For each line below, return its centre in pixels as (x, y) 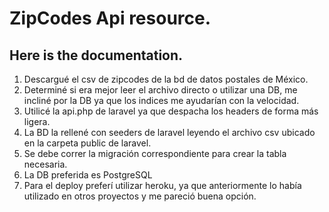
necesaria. (45, 164)
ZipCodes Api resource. (110, 18)
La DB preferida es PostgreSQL (88, 175)
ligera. (37, 121)
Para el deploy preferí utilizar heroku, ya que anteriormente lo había (162, 185)
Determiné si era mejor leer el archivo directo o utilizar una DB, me (160, 90)
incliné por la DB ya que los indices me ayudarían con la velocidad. (161, 100)
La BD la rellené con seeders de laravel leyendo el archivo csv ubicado (169, 132)
